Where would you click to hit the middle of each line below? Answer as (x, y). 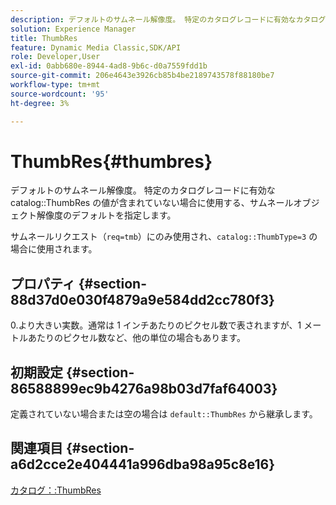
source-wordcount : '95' (60, 94)
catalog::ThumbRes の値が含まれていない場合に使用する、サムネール (152, 203)
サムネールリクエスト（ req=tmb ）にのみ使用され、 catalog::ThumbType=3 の (164, 237)
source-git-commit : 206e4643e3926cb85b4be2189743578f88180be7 (142, 76)
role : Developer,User (55, 57)
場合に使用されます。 (54, 249)
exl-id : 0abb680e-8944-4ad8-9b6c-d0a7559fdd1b (109, 66)
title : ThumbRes (44, 38)
